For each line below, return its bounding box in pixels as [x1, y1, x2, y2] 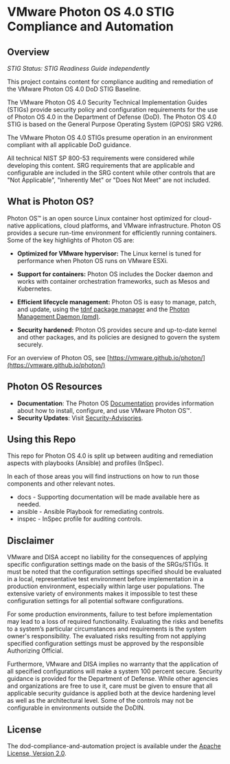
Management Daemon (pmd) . [16, 312, 101, 320]
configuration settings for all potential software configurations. [7, 597, 184, 605]
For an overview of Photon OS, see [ [7, 353, 110, 361]
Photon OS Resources [7, 381, 103, 392]
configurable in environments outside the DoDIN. [7, 704, 146, 712]
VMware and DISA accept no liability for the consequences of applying [7, 553, 208, 561]
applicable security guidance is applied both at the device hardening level [7, 689, 216, 697]
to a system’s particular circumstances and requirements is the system [7, 625, 207, 633]
